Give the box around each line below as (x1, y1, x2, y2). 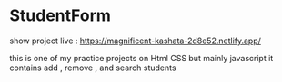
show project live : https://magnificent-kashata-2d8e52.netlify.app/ (9, 35, 262, 46)
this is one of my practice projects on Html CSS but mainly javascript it (9, 52, 274, 63)
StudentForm (9, 5, 112, 26)
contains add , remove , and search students (9, 62, 176, 73)
